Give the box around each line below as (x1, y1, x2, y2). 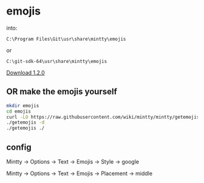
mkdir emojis (6, 102, 39, 108)
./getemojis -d (6, 119, 45, 125)
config (6, 142, 32, 152)
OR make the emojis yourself (6, 87, 117, 97)
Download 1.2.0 (6, 68, 46, 76)
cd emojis (6, 108, 32, 115)
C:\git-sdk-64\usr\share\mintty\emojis (6, 58, 107, 64)
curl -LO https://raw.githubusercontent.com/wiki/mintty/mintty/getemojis (6, 114, 200, 120)
